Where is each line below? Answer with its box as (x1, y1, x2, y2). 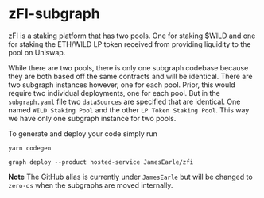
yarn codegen (8, 144, 52, 152)
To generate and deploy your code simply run (8, 128, 157, 139)
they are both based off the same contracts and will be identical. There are (8, 71, 253, 81)
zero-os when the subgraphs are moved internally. (8, 180, 173, 190)
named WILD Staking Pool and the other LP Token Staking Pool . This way (8, 105, 250, 115)
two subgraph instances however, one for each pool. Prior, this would (8, 80, 236, 89)
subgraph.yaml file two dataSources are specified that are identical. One (8, 97, 241, 106)
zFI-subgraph (8, 5, 101, 23)
